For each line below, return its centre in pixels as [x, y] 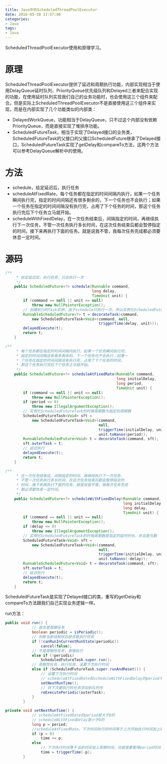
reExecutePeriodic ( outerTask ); [73, 692]
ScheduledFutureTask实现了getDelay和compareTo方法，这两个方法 [90, 144]
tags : [11, 28]
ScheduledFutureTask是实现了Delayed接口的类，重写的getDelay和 [73, 597]
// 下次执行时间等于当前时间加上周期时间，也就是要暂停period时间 [101, 748]
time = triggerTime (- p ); [66, 752]
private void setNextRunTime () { [40, 711]
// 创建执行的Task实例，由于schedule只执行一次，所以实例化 [79, 310]
